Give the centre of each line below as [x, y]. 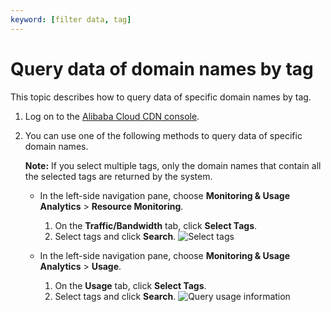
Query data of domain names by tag [162, 68]
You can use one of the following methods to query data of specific [163, 135]
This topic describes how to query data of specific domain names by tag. [161, 97]
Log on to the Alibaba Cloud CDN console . [112, 116]
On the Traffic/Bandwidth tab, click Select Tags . [156, 225]
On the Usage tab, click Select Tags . [130, 285]
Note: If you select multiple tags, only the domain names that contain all [173, 165]
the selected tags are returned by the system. [118, 176]
